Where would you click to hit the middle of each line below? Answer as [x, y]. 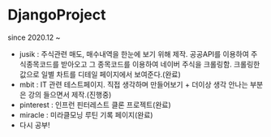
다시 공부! [34, 125]
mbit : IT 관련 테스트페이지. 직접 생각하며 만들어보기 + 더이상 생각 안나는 [133, 84]
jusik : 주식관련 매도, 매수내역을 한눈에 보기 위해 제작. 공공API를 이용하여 [134, 54]
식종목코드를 [39, 64]
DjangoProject [57, 15]
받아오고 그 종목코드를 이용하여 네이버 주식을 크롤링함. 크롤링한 [161, 64]
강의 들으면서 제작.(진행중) [70, 94]
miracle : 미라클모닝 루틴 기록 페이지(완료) [86, 114]
